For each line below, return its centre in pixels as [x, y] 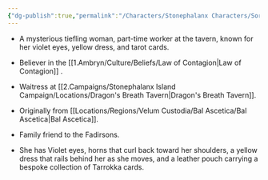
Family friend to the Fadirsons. [69, 134]
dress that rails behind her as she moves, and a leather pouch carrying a [138, 158]
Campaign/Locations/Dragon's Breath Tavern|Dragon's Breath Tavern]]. [138, 95]
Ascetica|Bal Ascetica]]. [59, 119]
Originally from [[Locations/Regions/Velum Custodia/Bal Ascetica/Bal [133, 110]
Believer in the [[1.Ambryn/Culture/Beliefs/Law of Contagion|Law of [130, 62]
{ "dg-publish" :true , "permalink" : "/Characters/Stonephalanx [108, 16]
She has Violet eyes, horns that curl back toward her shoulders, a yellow [138, 150]
